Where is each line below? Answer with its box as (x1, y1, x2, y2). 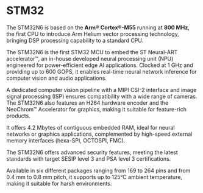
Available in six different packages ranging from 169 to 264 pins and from (6, 167, 191, 174)
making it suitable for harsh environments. (6, 180, 112, 187)
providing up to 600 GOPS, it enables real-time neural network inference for (6, 68, 197, 75)
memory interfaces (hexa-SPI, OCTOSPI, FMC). (6, 136, 126, 144)
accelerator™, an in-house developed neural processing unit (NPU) (6, 55, 174, 62)
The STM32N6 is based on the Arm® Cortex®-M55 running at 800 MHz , (6, 24, 190, 31)
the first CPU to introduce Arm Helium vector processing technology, (6, 30, 179, 37)
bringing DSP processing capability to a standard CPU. (6, 37, 144, 44)
